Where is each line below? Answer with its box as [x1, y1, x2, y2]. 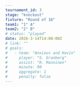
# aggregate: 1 [5, 70, 47, 75]
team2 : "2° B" [5, 27, 35, 32]
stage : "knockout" [5, 12, 44, 17]
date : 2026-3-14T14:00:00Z [5, 36, 62, 41]
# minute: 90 [5, 64, 42, 70]
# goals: [5, 46, 24, 51]
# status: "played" [5, 31, 47, 36]
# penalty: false [5, 74, 51, 79]
